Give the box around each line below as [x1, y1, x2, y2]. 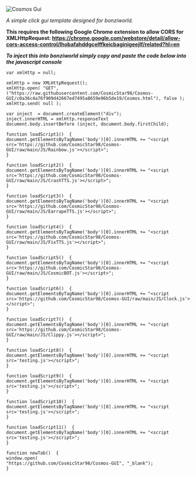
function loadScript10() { [6, 399, 75, 405]
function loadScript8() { [6, 347, 72, 353]
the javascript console [6, 59, 62, 65]
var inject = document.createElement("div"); [6, 111, 122, 117]
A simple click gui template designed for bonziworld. [6, 17, 133, 23]
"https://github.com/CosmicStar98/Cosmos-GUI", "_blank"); [6, 461, 154, 466]
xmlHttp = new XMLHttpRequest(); [6, 80, 88, 86]
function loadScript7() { [6, 317, 72, 323]
